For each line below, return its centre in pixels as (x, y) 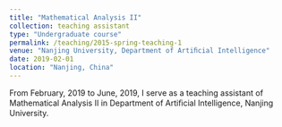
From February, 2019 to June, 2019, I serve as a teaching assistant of (137, 93)
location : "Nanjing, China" (62, 68)
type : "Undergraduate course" (66, 34)
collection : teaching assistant (69, 26)
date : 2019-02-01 (42, 59)
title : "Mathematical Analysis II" (76, 17)
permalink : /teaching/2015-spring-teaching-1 (95, 42)
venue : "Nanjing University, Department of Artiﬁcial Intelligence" (140, 51)
